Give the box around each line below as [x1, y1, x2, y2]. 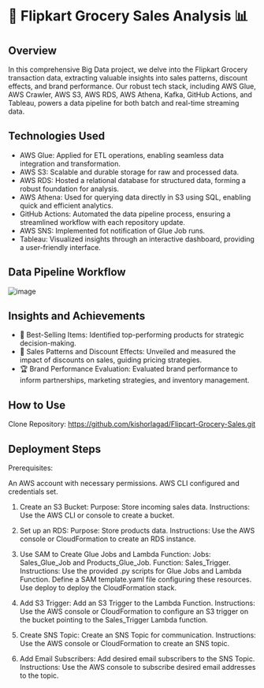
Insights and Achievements [8, 309, 146, 323]
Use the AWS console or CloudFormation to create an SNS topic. [19, 639, 230, 649]
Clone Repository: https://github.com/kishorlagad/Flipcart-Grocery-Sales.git [8, 420, 256, 429]
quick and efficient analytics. [19, 200, 113, 210]
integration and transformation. [19, 159, 121, 168]
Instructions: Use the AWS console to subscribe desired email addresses [19, 663, 256, 672]
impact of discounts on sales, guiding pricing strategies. [19, 355, 203, 365]
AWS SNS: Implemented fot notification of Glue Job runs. [19, 226, 206, 235]
